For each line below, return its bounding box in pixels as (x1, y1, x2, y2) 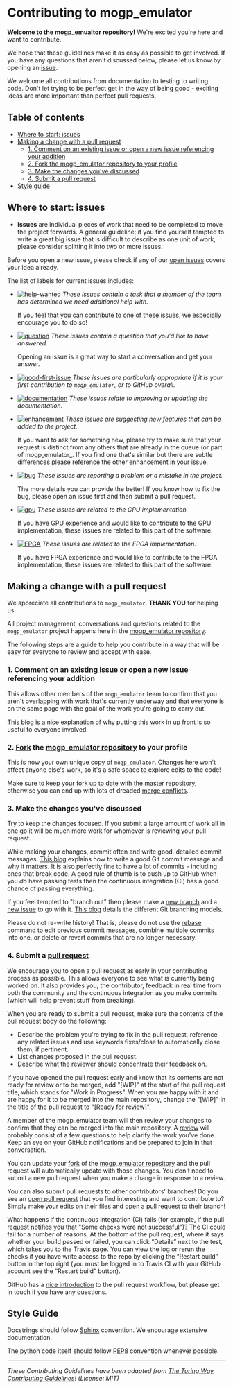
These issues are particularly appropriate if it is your (72, 373, 223, 381)
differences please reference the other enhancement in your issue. (17, 458, 209, 466)
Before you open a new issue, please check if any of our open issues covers (7, 255, 225, 264)
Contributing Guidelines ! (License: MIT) (7, 1374, 119, 1383)
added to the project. (17, 422, 78, 431)
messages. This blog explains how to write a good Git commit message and (7, 855, 223, 863)
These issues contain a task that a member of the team (62, 290, 221, 298)
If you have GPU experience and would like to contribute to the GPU (17, 519, 212, 527)
